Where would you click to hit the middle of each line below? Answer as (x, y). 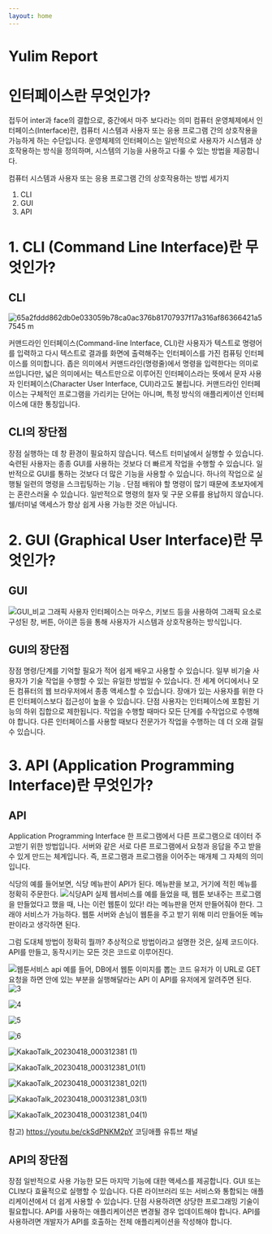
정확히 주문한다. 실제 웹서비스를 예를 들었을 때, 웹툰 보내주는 (121, 894)
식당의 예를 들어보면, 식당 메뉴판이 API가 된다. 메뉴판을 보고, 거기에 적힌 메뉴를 (133, 884)
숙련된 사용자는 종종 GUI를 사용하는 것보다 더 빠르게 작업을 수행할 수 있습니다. (132, 463)
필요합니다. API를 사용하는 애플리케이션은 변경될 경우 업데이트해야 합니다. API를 (135, 1212)
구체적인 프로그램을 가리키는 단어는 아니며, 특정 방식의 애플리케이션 (136, 394)
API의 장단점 (39, 1160)
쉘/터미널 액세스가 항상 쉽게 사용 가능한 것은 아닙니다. (93, 504)
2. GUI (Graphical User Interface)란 (127, 540)
